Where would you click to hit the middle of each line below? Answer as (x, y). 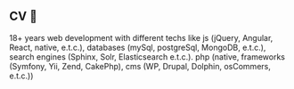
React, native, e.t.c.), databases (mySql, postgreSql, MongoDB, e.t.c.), (138, 47)
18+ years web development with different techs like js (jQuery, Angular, (141, 37)
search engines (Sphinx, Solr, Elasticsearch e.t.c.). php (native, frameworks (147, 57)
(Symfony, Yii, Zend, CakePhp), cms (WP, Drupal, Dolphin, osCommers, (140, 66)
